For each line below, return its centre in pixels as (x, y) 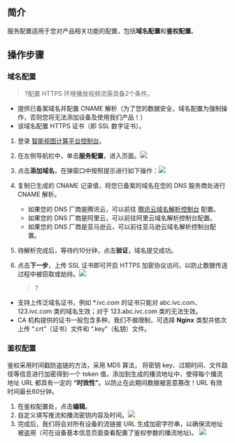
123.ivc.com (35, 311)
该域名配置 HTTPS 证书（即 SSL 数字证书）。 (81, 125)
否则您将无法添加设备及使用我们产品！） (88, 117)
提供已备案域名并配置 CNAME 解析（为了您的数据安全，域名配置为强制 (119, 108)
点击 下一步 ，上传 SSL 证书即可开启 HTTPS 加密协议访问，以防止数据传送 (122, 265)
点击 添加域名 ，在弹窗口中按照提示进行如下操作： (88, 170)
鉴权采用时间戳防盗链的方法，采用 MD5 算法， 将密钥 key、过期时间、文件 (114, 365)
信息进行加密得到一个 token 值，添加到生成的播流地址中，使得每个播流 (121, 374)
